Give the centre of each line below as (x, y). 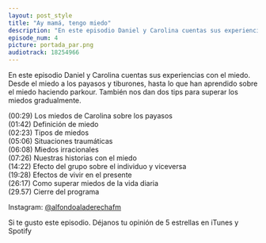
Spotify (20, 231)
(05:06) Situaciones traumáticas (61, 141)
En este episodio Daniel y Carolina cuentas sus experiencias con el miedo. (129, 75)
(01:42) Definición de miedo (53, 124)
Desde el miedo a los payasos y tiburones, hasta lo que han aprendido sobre (133, 83)
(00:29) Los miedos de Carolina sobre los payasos (90, 116)
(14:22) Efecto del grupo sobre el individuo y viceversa (97, 166)
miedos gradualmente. (45, 100)
